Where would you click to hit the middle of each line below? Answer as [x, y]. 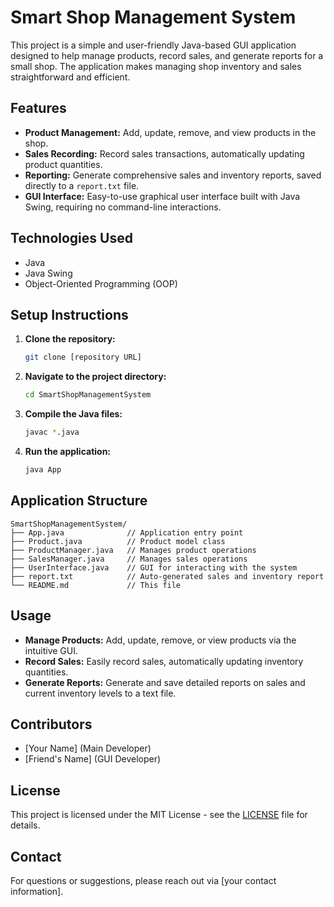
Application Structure [79, 501]
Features [38, 108]
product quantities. [63, 164]
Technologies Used [71, 238]
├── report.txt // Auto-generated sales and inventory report [167, 576]
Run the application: [68, 451]
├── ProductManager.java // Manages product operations [133, 550]
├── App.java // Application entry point [127, 532]
